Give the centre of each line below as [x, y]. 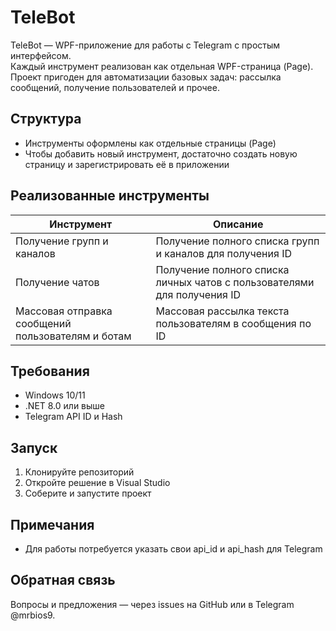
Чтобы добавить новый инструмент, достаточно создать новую [161, 153]
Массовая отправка [64, 311]
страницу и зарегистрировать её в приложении [127, 164]
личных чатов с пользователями [235, 282]
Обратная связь [63, 580]
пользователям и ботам [73, 336]
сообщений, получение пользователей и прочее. [115, 87]
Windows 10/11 [55, 395]
